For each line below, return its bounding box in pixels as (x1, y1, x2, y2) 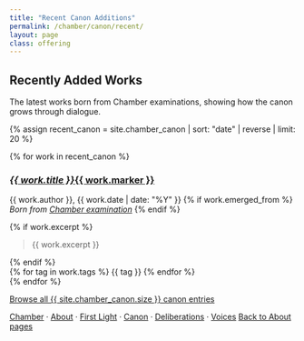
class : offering (9, 38, 71, 48)
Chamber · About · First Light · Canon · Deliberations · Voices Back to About (9, 311, 292, 323)
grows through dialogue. (9, 106, 102, 117)
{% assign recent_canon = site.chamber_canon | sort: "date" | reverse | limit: (9, 124, 296, 135)
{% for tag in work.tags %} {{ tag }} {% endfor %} (9, 266, 196, 277)
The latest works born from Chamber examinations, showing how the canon (9, 96, 293, 107)
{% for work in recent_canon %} (9, 151, 130, 162)
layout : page (9, 30, 59, 39)
